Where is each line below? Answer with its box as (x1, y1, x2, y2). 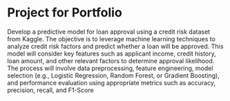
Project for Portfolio (7, 5, 122, 21)
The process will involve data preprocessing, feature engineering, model (7, 64, 213, 72)
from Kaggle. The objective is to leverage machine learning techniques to (7, 34, 216, 43)
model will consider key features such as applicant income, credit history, (7, 49, 216, 58)
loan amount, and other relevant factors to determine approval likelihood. (7, 56, 215, 65)
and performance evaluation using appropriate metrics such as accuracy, (7, 78, 216, 87)
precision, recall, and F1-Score (7, 86, 95, 94)
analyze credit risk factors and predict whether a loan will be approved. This (7, 42, 224, 50)
